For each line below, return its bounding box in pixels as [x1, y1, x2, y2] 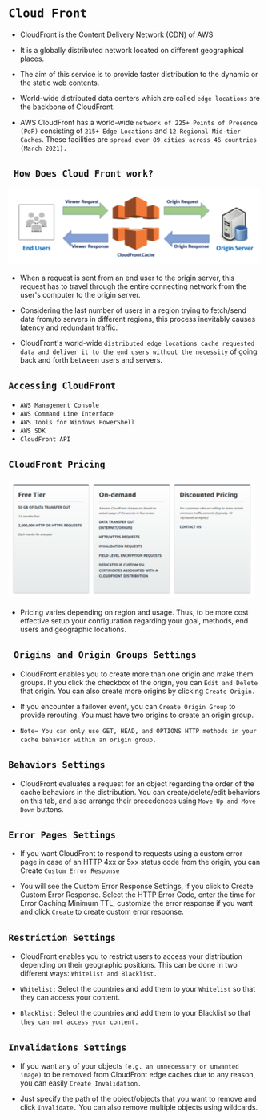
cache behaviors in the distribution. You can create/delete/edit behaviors [19, 787, 261, 797]
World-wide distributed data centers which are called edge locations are [19, 93, 260, 103]
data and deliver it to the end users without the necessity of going [19, 347, 258, 356]
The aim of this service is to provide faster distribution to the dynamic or [19, 69, 258, 79]
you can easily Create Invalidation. [19, 1078, 142, 1088]
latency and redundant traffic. [19, 323, 118, 332]
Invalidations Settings [8, 1041, 127, 1053]
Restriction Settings [8, 931, 116, 943]
